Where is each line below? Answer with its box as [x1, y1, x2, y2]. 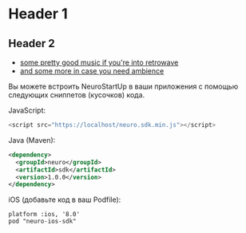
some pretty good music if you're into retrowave [19, 57, 179, 67]
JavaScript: [8, 105, 46, 115]
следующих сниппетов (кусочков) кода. [8, 90, 145, 100]
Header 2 [8, 37, 56, 50]
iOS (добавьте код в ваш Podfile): [8, 195, 121, 204]
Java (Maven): [8, 135, 56, 144]
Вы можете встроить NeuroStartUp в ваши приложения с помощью [8, 81, 239, 91]
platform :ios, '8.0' [8, 211, 81, 219]
